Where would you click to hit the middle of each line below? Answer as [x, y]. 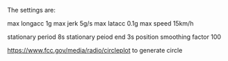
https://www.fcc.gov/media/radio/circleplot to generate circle [95, 50]
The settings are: [31, 10]
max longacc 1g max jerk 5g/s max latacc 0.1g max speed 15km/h [100, 23]
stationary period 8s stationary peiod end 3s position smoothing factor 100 [114, 37]
